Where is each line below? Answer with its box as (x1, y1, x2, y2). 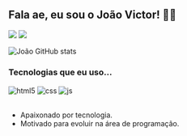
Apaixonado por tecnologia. (19, 110, 113, 120)
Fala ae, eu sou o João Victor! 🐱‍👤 (8, 8, 176, 22)
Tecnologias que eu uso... (8, 66, 113, 78)
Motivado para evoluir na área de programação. (19, 118, 180, 128)
